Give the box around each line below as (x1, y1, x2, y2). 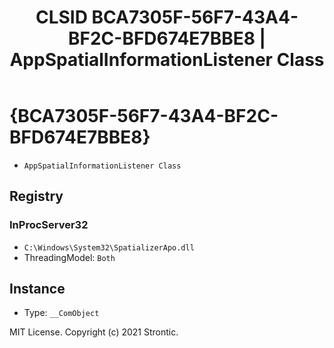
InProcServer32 (9, 218, 89, 232)
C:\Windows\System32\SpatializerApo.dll (23, 242, 195, 253)
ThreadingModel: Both (23, 251, 116, 263)
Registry (9, 188, 64, 205)
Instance (9, 281, 66, 298)
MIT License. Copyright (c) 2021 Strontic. (9, 326, 179, 338)
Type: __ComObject (23, 307, 100, 319)
